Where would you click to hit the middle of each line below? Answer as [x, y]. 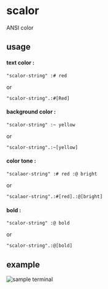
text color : [21, 63]
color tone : [21, 161]
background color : [31, 112]
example [23, 264]
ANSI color [20, 28]
